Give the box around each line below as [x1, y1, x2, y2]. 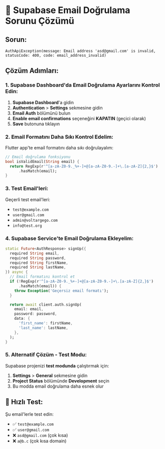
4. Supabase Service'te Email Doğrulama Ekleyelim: [5, 235, 134, 242]
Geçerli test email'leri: [5, 196, 51, 203]
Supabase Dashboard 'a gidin [12, 99, 74, 105]
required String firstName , [10, 260, 69, 265]
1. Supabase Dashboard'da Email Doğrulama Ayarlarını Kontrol [5, 81, 160, 88]
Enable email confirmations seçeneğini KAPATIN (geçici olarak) [12, 115, 146, 121]
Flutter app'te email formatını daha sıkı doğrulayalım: [5, 144, 114, 150]
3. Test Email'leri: [5, 185, 49, 192]
